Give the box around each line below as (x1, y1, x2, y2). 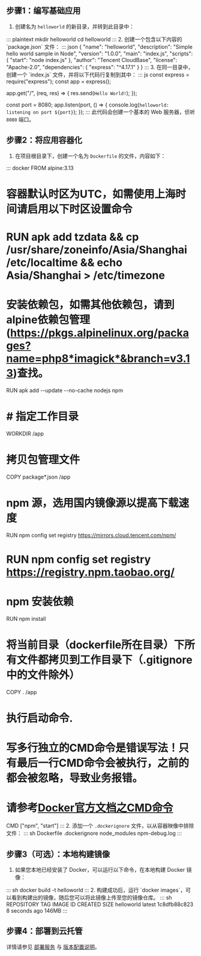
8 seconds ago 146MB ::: (6, 907, 68, 914)
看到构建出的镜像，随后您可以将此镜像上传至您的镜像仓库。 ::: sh (11, 893, 172, 901)
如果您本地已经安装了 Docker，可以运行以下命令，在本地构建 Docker (14, 866, 185, 873)
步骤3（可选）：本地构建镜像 (6, 849, 110, 859)
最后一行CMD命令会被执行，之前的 (17, 756, 190, 770)
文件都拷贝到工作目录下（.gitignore (17, 653, 193, 667)
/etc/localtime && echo (6, 256, 123, 269)
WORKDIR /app (6, 430, 44, 437)
